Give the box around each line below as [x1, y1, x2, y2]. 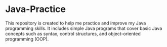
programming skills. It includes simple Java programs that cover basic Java [5, 25, 162, 31]
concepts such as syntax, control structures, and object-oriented [5, 30, 141, 36]
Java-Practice [5, 3, 66, 15]
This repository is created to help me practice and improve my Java [5, 20, 146, 26]
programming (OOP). [5, 36, 49, 42]
